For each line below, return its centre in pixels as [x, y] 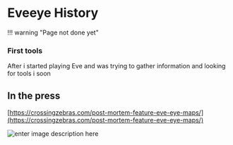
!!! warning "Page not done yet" [53, 32]
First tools [25, 51]
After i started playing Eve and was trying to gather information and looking [116, 66]
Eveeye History [53, 13]
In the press [34, 95]
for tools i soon [29, 74]
